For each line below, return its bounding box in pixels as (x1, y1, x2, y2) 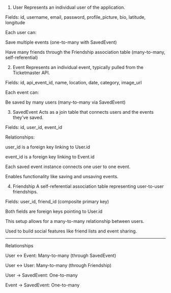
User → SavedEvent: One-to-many (5, 272, 78, 278)
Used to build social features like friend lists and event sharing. (5, 228, 137, 234)
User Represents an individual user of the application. (12, 5, 126, 10)
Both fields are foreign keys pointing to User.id (5, 208, 103, 214)
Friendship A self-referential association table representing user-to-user (12, 183, 164, 189)
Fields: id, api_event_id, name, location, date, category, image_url (5, 80, 142, 85)
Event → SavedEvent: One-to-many (5, 282, 80, 288)
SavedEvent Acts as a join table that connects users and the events (12, 109, 154, 115)
